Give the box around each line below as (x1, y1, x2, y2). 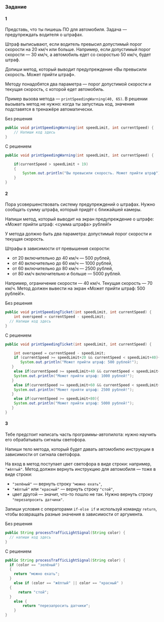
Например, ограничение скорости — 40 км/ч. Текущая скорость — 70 (5, 280, 153, 286)
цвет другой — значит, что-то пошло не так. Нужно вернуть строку (12, 491, 153, 497)
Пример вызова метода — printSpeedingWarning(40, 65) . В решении (5, 96, 148, 102)
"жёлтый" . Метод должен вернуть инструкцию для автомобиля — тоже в (5, 466, 156, 472)
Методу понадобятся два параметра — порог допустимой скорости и (5, 81, 151, 87)
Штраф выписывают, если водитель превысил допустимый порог (5, 41, 143, 47)
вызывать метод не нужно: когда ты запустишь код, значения (5, 101, 135, 107)
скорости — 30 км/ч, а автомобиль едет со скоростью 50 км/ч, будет (5, 52, 151, 57)
